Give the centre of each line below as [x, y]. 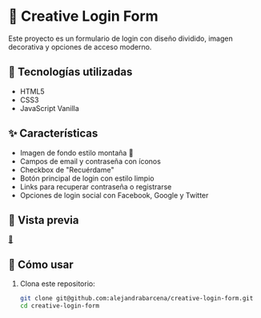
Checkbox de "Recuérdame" [67, 169]
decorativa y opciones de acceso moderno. [80, 46]
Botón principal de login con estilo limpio [87, 178]
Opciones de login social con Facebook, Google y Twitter [114, 195]
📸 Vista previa [44, 220]
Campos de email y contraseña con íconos [90, 161]
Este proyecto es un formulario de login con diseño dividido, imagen [121, 38]
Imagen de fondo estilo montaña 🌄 [76, 153]
